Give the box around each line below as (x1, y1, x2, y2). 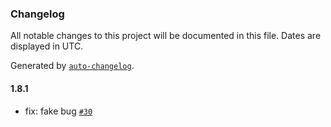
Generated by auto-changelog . (10, 60, 135, 72)
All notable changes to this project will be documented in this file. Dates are (10, 30, 322, 42)
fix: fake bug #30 (24, 105, 93, 117)
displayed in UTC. (10, 40, 84, 52)
